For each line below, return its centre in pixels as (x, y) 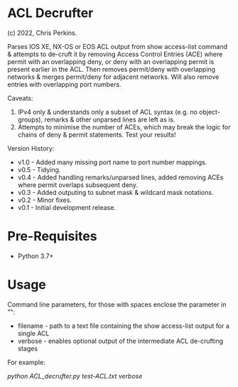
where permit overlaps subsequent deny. (78, 185)
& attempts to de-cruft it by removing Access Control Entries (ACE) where (115, 54)
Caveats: (20, 98)
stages (27, 348)
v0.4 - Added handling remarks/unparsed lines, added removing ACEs (120, 177)
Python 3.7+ (36, 256)
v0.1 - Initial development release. (66, 207)
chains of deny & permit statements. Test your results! (97, 134)
